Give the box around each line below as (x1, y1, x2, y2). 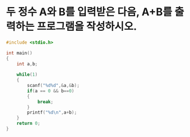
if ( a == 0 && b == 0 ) (27, 88, 75, 94)
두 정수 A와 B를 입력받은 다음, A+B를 (6, 5, 172, 19)
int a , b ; (16, 61, 38, 67)
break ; (37, 99, 54, 105)
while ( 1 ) (16, 72, 38, 78)
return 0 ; (16, 121, 41, 127)
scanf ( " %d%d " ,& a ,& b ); (27, 83, 80, 89)
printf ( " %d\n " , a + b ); (27, 110, 77, 115)
